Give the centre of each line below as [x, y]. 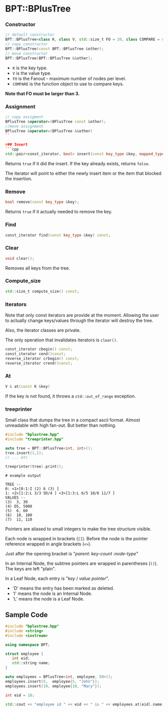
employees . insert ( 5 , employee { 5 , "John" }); [52, 681]
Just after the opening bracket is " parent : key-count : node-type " [72, 554]
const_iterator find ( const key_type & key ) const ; [58, 235]
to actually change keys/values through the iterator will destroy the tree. [79, 321]
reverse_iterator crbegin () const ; [42, 359]
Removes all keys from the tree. [38, 268]
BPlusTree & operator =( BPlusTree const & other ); [56, 122]
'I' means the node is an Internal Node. [52, 594]
